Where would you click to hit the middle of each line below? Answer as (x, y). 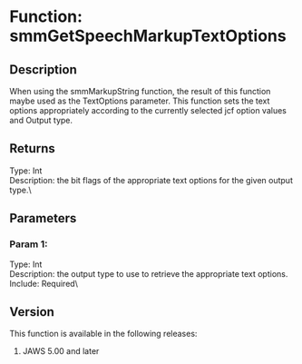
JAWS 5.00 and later (61, 351)
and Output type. (41, 120)
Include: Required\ (44, 283)
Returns (33, 148)
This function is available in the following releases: (103, 334)
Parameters (43, 218)
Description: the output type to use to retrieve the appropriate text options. (149, 273)
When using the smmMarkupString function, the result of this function (140, 91)
